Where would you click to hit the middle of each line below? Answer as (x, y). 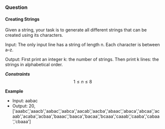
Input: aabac (25, 101)
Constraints (18, 74)
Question (16, 7)
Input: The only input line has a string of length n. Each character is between (82, 45)
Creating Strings (22, 19)
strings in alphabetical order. (34, 65)
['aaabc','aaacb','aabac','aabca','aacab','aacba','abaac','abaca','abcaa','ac (86, 111)
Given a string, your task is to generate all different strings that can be (76, 30)
